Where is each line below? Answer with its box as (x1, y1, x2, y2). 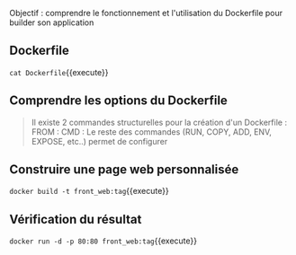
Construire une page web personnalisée (9, 162, 239, 178)
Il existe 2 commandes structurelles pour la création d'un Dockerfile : (31, 117, 288, 127)
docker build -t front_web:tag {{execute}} (9, 186, 169, 197)
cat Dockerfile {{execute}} (9, 66, 110, 77)
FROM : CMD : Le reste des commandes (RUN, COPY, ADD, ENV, (31, 126, 272, 137)
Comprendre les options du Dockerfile (9, 93, 228, 109)
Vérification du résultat (9, 211, 142, 227)
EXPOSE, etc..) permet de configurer (31, 136, 168, 146)
